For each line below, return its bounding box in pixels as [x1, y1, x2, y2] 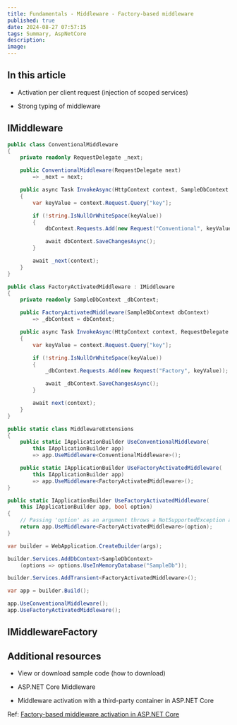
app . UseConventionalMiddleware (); [7, 600, 109, 608]
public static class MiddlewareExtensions [7, 425, 134, 432]
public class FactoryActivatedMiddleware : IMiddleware [7, 283, 175, 290]
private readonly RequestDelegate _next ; [20, 154, 143, 161]
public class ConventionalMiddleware [7, 141, 119, 148]
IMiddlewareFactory [7, 626, 98, 638]
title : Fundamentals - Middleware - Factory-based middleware [7, 10, 194, 18]
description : [7, 37, 46, 44]
